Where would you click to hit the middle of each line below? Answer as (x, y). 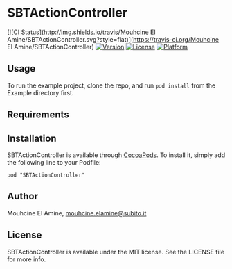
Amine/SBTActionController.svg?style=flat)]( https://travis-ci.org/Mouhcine (113, 39)
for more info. (27, 259)
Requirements (38, 115)
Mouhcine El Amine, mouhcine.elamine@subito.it (77, 213)
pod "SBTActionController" (46, 175)
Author (23, 196)
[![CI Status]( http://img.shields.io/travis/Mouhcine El (81, 32)
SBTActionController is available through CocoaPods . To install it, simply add (116, 155)
